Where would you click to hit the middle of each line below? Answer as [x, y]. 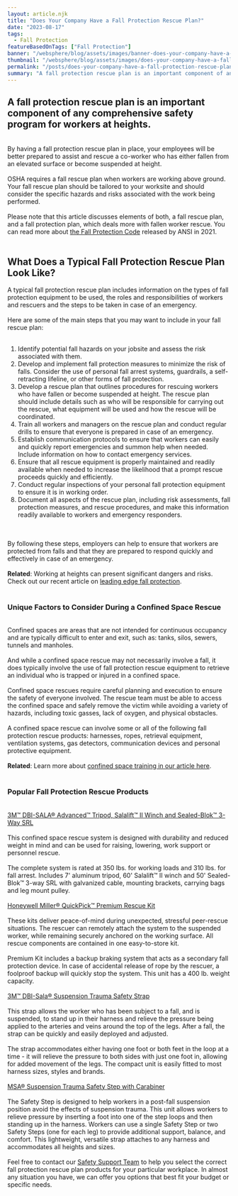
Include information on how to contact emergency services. [105, 454]
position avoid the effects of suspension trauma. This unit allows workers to [118, 1109]
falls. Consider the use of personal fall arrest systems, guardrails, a [115, 372]
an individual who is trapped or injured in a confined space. [94, 676]
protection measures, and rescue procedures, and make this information [123, 508]
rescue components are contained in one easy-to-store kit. [93, 943]
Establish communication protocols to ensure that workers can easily [118, 439]
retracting [32, 379]
